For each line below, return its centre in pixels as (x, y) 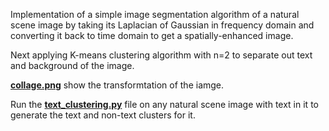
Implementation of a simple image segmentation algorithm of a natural (155, 14)
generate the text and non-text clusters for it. (103, 115)
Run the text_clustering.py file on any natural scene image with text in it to (164, 104)
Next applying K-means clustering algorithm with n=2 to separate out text (161, 55)
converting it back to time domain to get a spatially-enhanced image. (152, 35)
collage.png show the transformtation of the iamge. (117, 85)
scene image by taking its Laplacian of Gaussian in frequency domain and (162, 25)
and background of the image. (72, 65)
